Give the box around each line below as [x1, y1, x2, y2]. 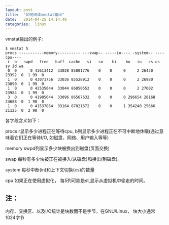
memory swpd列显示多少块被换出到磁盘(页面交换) [5, 145, 110, 152]
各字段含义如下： [5, 117, 41, 124]
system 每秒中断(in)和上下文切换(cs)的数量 [5, 167, 95, 173]
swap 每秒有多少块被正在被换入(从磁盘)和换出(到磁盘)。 [5, 156, 122, 162]
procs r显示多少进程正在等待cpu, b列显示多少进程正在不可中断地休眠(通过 [5, 128, 160, 134]
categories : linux [5, 21, 47, 27]
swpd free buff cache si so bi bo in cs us [23, 59, 160, 65]
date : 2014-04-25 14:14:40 [5, 17, 67, 22]
